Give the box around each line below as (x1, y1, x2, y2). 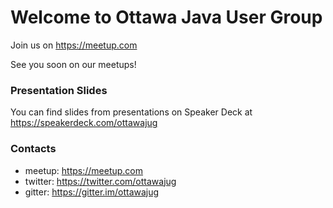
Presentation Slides (10, 83, 108, 97)
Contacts (10, 142, 57, 156)
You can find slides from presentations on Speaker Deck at (10, 106, 253, 118)
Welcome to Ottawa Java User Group (10, 6, 323, 29)
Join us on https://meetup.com (10, 39, 138, 51)
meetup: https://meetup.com (24, 164, 144, 176)
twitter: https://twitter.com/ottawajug (24, 175, 177, 187)
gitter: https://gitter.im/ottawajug (24, 186, 160, 198)
